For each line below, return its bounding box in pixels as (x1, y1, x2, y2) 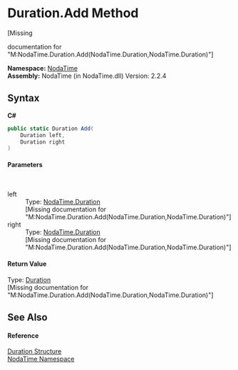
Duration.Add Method (7, 5, 139, 21)
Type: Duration (7, 275, 51, 284)
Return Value (7, 259, 47, 269)
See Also (7, 311, 48, 324)
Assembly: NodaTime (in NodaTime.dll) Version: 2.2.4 (7, 71, 167, 80)
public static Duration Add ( (7, 125, 94, 132)
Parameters (7, 160, 43, 169)
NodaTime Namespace (7, 355, 75, 364)
